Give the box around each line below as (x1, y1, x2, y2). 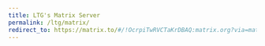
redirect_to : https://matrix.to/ (8, 26, 118, 34)
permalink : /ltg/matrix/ (8, 19, 90, 27)
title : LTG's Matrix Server (8, 11, 101, 19)
